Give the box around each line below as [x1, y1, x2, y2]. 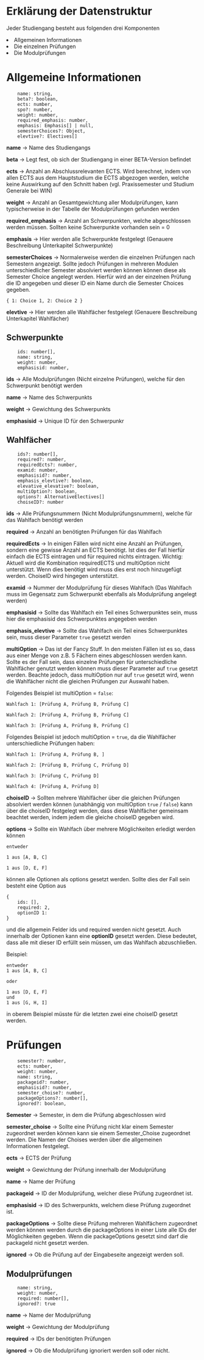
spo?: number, [17, 107, 53, 113]
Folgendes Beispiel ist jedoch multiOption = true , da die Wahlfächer [6, 733, 177, 741]
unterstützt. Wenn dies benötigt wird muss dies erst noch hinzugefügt [6, 565, 181, 573]
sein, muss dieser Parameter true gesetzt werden [6, 633, 131, 641]
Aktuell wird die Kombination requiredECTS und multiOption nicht [6, 559, 171, 566]
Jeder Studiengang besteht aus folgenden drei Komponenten [6, 24, 160, 32]
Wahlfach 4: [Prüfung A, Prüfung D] [6, 783, 99, 789]
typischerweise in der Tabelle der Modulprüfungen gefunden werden [6, 205, 180, 213]
